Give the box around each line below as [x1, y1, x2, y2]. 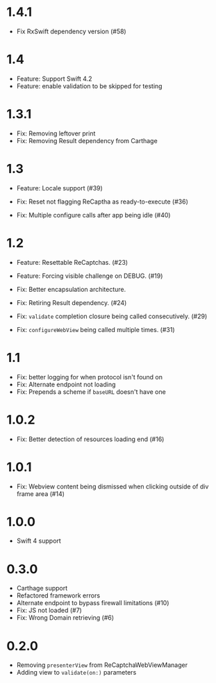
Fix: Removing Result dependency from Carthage [16, 136, 158, 145]
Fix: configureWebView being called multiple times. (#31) [16, 325, 175, 334]
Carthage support [16, 584, 68, 593]
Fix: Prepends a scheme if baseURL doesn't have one [16, 387, 166, 396]
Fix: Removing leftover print [16, 129, 96, 138]
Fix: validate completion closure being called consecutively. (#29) [16, 312, 208, 320]
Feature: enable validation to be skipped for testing [16, 81, 163, 90]
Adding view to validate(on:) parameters [16, 668, 137, 677]
